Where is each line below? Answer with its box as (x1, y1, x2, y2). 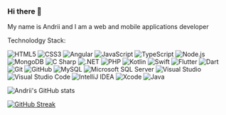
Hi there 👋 (7, 6, 43, 16)
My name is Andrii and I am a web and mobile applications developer (7, 23, 209, 31)
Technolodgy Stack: (7, 36, 66, 45)
